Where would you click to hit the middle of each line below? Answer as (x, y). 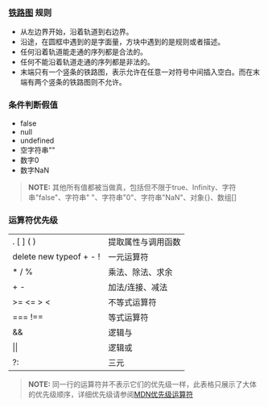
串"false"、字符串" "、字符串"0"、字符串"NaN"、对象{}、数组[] (132, 197)
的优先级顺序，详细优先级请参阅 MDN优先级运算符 (111, 394)
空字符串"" (37, 150)
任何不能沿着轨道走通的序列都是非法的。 (87, 62)
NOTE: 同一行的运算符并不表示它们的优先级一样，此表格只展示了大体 (142, 384)
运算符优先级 (33, 220)
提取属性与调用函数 (144, 242)
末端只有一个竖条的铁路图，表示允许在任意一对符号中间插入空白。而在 (136, 72)
